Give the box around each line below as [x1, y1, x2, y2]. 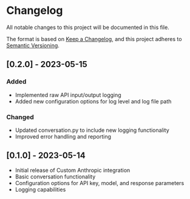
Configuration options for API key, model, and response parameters [15, 179, 185, 186]
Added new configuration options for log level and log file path [15, 97, 172, 105]
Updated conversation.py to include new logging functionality [15, 126, 170, 134]
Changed [6, 113, 35, 121]
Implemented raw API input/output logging [15, 91, 121, 99]
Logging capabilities [15, 186, 66, 193]
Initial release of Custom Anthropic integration [15, 166, 131, 174]
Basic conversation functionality [15, 173, 96, 180]
